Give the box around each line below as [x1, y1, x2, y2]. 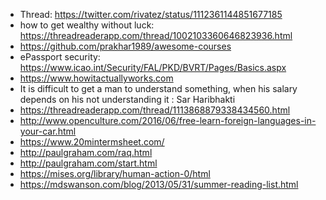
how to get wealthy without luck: [19, 19, 155, 31]
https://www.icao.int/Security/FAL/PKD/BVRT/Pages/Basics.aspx [19, 62, 287, 73]
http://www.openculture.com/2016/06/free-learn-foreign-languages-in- [19, 115, 317, 126]
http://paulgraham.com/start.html [19, 157, 158, 169]
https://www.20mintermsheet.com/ [19, 136, 165, 148]
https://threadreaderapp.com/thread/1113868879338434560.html [19, 104, 291, 116]
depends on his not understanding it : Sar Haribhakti [19, 94, 236, 105]
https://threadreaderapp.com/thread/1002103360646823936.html [19, 30, 293, 41]
